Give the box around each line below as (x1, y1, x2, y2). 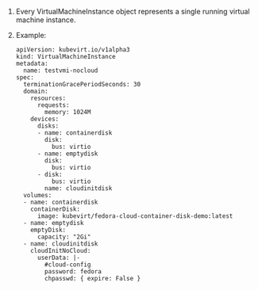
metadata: (15, 59, 49, 67)
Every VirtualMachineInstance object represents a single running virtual (15, 7, 250, 16)
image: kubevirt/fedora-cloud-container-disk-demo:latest (37, 212, 233, 220)
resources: (30, 94, 67, 102)
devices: (30, 115, 60, 123)
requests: (37, 101, 70, 109)
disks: (37, 122, 60, 130)
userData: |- (37, 254, 81, 261)
